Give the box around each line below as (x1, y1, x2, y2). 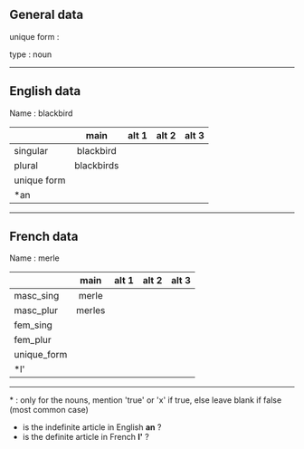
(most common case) (9, 405, 89, 416)
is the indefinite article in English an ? (22, 422, 162, 433)
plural (14, 158, 39, 171)
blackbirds (74, 158, 119, 171)
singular (14, 144, 48, 157)
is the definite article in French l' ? (22, 432, 149, 443)
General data (9, 7, 84, 23)
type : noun (9, 49, 52, 60)
